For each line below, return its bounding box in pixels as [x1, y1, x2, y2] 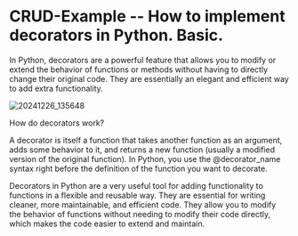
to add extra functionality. [9, 83, 104, 94]
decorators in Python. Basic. [9, 25, 224, 45]
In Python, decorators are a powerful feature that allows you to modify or [9, 54, 277, 65]
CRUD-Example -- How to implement [9, 6, 286, 27]
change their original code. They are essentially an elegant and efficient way [9, 73, 289, 84]
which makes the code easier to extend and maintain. [9, 218, 205, 229]
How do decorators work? [9, 118, 105, 128]
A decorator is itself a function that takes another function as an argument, [9, 134, 283, 145]
